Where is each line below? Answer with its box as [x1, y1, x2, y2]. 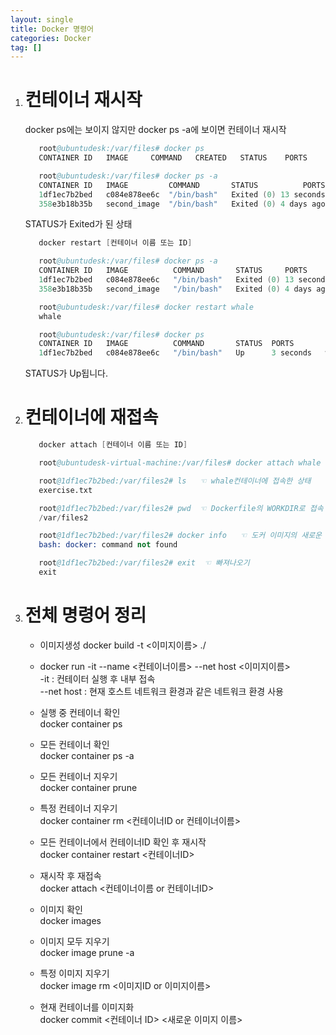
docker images [39, 914, 102, 926]
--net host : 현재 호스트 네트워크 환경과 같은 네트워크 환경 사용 [39, 685, 284, 697]
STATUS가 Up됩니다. [24, 367, 108, 380]
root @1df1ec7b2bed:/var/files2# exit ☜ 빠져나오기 [38, 558, 250, 568]
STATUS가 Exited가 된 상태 [24, 218, 133, 230]
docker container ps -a [39, 749, 135, 761]
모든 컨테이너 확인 [39, 738, 110, 750]
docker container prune [39, 781, 138, 793]
